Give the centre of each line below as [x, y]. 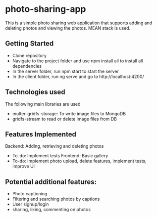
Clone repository [29, 55]
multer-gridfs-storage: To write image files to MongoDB [69, 113]
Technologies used [35, 92]
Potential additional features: [51, 182]
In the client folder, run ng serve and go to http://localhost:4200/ [78, 76]
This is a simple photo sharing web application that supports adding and [79, 23]
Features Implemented [41, 134]
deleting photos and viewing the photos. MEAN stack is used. [68, 28]
